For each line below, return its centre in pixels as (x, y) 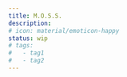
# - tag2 (26, 61)
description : (30, 23)
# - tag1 (26, 53)
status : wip (28, 38)
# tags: (21, 46)
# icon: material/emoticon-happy (64, 30)
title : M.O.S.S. (35, 16)
